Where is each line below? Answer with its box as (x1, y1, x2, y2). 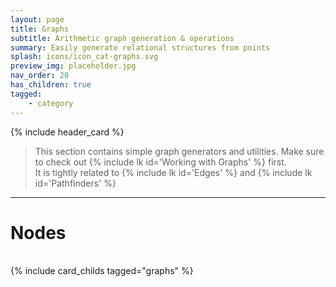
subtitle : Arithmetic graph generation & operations (10, 33, 235, 43)
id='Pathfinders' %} (34, 177, 117, 189)
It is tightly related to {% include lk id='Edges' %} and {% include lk (34, 166, 313, 178)
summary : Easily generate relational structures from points (10, 42, 271, 53)
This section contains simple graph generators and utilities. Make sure (34, 145, 325, 157)
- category (28, 98, 74, 108)
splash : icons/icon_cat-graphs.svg (10, 52, 159, 62)
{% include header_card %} (10, 126, 125, 138)
